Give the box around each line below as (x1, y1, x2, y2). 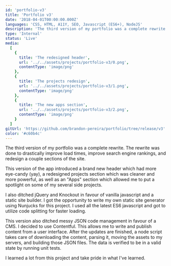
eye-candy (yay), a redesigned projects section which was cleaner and (5, 171, 155, 177)
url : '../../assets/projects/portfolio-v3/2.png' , (18, 107, 129, 112)
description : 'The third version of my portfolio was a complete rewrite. (5, 27, 168, 32)
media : (5, 41, 19, 46)
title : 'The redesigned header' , (18, 55, 90, 60)
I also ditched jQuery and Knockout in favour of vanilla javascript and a (5, 192, 154, 198)
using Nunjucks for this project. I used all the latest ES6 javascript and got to (5, 203, 166, 209)
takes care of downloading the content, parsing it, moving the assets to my (5, 234, 163, 240)
